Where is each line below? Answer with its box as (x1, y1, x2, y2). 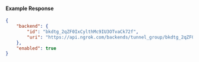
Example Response (5, 5, 54, 12)
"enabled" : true (16, 45, 57, 51)
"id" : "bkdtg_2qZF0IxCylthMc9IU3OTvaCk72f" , (27, 28, 139, 35)
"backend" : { (16, 24, 49, 30)
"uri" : (27, 34, 43, 40)
